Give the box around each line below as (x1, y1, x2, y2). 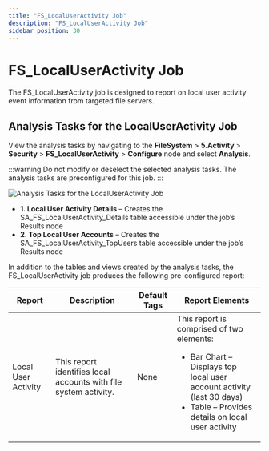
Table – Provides (190, 401, 253, 413)
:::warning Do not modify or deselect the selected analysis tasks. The (8, 165, 237, 175)
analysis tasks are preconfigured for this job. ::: (8, 173, 164, 183)
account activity (190, 381, 251, 393)
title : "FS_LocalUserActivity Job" (8, 11, 127, 20)
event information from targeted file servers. (8, 96, 155, 106)
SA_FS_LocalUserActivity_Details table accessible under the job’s (19, 213, 235, 223)
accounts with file (54, 377, 122, 388)
